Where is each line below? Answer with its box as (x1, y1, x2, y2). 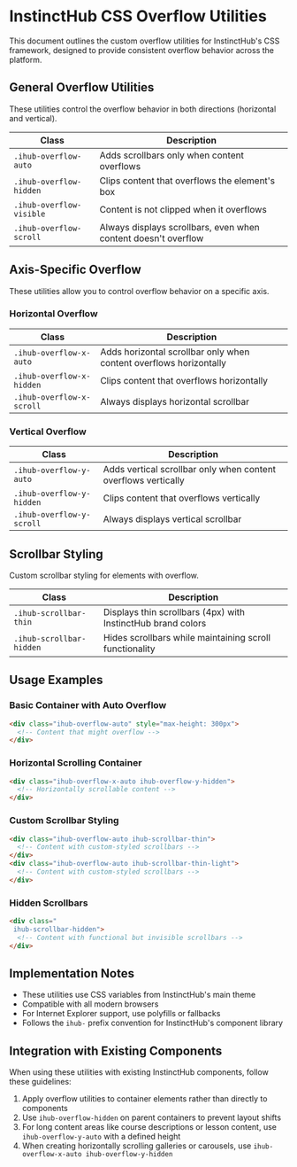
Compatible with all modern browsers (21, 999, 159, 1009)
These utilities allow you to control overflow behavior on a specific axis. (9, 285, 270, 296)
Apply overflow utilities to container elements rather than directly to (21, 1093, 268, 1104)
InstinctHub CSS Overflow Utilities (9, 6, 267, 27)
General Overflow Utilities (9, 80, 155, 95)
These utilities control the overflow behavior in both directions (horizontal (9, 104, 277, 114)
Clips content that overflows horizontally (100, 374, 268, 386)
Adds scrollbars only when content (99, 149, 245, 161)
